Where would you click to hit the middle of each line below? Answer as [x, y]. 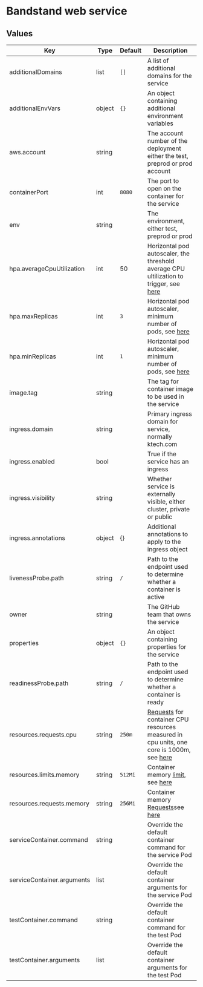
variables [160, 123]
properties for [167, 647]
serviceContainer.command [49, 840]
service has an [168, 461]
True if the [162, 454]
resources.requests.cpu [43, 735]
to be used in [166, 396]
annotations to [168, 534]
